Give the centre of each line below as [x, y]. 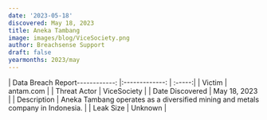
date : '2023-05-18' [41, 15]
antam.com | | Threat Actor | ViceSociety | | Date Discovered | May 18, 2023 [133, 91]
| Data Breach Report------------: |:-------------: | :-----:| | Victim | [118, 82]
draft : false [30, 52]
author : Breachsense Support [57, 45]
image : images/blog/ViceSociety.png [69, 38]
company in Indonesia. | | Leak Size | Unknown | [88, 107]
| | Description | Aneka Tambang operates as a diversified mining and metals [134, 99]
